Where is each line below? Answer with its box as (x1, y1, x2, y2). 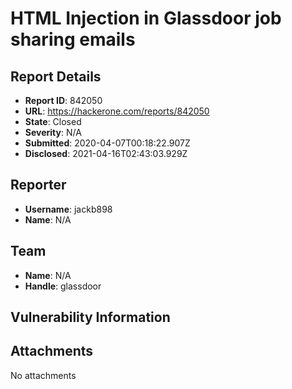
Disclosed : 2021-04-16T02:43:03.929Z (24, 148, 188, 159)
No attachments (10, 369, 77, 381)
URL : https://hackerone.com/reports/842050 (24, 105, 210, 117)
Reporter (10, 177, 67, 194)
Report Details (10, 68, 102, 85)
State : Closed (24, 116, 82, 127)
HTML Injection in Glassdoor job (10, 7, 282, 30)
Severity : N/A (24, 127, 82, 138)
